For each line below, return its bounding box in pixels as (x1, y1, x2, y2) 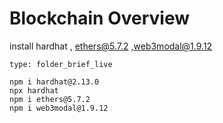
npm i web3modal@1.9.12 (9, 103, 109, 113)
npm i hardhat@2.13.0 (9, 77, 100, 87)
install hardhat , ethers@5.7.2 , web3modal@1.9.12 (9, 40, 213, 52)
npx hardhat (9, 85, 59, 96)
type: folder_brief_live (9, 59, 113, 69)
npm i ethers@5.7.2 (9, 94, 91, 104)
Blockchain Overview (9, 7, 191, 30)
